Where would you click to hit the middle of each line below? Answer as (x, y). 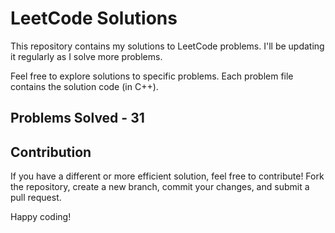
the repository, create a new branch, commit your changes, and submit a (160, 187)
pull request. (36, 198)
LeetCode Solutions (94, 18)
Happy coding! (41, 217)
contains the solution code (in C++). (84, 86)
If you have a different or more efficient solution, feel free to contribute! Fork (167, 176)
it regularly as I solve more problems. (86, 56)
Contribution (51, 152)
